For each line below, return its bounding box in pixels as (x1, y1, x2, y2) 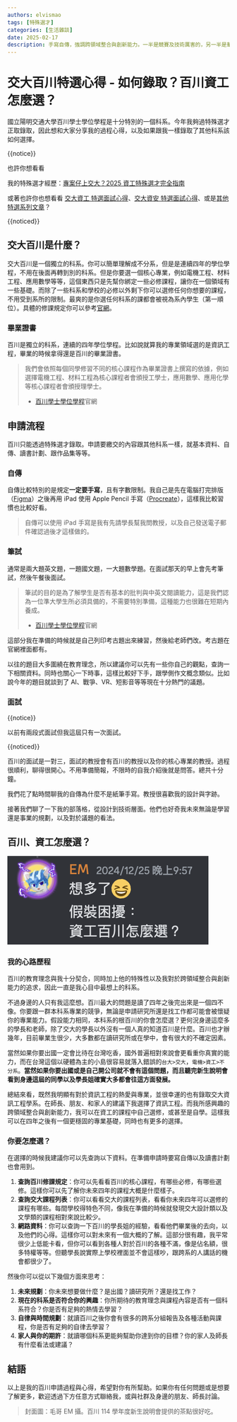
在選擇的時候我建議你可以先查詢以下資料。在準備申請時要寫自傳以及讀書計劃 (7, 1154, 230, 1162)
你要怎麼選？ (7, 1136, 51, 1146)
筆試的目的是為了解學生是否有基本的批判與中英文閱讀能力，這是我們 (24, 588, 223, 596)
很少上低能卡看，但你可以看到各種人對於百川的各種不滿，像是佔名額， (17, 1239, 222, 1248)
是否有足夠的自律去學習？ (36, 1323, 111, 1331)
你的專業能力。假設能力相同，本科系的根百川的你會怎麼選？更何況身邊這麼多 (7, 1016, 230, 1024)
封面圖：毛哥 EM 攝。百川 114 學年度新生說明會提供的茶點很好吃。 (24, 1407, 217, 1416)
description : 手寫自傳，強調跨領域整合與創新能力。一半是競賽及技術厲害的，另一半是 (7, 41, 227, 49)
